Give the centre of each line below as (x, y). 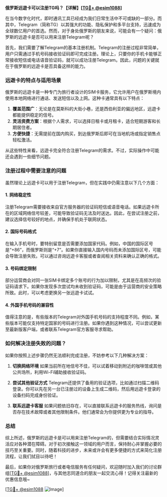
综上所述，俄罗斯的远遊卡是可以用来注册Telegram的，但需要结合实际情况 (80, 438)
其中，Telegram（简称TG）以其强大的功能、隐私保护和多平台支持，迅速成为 (83, 25)
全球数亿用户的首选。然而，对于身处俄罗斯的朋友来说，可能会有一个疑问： (81, 31)
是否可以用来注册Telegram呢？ (63, 37)
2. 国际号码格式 (21, 232)
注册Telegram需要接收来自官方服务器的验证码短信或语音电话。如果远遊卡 (80, 207)
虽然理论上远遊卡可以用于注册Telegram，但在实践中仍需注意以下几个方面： (82, 182)
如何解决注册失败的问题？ (36, 343)
